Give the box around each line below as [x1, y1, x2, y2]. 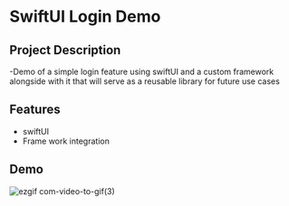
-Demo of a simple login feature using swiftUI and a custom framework [9, 66, 275, 77]
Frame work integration [22, 136, 111, 146]
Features [9, 102, 61, 117]
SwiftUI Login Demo [9, 6, 161, 27]
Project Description [9, 42, 121, 58]
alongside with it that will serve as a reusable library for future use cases [9, 76, 281, 87]
